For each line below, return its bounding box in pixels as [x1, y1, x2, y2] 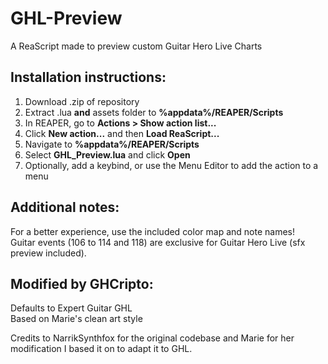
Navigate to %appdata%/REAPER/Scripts [24, 138, 200, 150]
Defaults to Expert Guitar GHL [10, 302, 133, 314]
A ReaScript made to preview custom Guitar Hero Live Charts [10, 40, 263, 52]
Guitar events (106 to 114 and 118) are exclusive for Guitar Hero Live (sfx [10, 236, 306, 248]
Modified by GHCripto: [10, 275, 154, 292]
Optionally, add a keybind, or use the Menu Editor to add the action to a [24, 159, 319, 171]
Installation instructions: [10, 69, 167, 86]
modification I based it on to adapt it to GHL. [10, 343, 193, 355]
